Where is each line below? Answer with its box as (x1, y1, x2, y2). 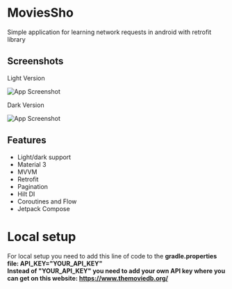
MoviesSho (7, 5, 74, 21)
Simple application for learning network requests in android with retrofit (7, 28, 212, 36)
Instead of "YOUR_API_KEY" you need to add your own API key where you (7, 266, 226, 275)
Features (7, 134, 47, 147)
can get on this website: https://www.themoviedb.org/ (7, 274, 169, 282)
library (7, 35, 26, 43)
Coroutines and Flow (17, 197, 77, 206)
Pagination (17, 182, 49, 190)
